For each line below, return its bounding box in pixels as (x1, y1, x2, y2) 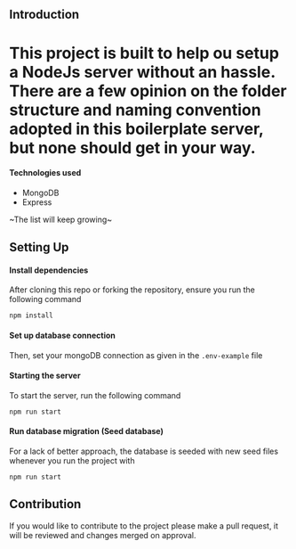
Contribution (9, 496, 82, 512)
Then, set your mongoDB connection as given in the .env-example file (9, 349, 263, 360)
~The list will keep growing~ (9, 214, 113, 225)
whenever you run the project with (9, 455, 135, 466)
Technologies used (9, 168, 82, 178)
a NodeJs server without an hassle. (9, 61, 276, 82)
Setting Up (9, 240, 69, 255)
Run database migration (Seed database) (9, 426, 164, 437)
